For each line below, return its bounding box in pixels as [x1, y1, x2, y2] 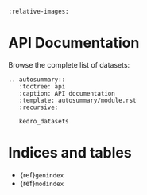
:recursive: [18, 103, 59, 111]
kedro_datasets [18, 117, 69, 125]
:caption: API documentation [18, 89, 115, 97]
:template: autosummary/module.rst [18, 96, 137, 104]
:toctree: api [18, 82, 66, 91]
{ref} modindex [19, 178, 64, 188]
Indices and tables [8, 144, 133, 162]
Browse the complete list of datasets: [8, 60, 130, 69]
